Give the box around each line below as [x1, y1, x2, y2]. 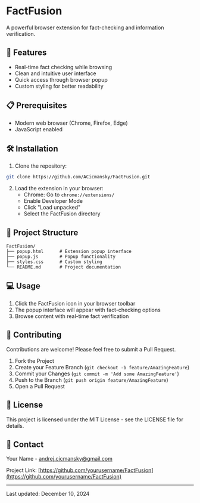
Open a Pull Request [14, 382, 65, 390]
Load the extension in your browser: [14, 185, 104, 192]
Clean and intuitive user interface [14, 70, 96, 77]
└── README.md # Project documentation [6, 264, 121, 270]
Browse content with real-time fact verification [14, 312, 129, 320]
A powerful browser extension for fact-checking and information [6, 24, 164, 31]
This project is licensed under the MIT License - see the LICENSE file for [6, 416, 183, 423]
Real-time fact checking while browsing [14, 63, 112, 70]
